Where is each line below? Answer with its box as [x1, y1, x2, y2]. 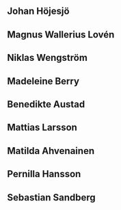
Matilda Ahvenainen [7, 145, 94, 157]
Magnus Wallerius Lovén [7, 29, 115, 40]
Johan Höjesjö [7, 5, 70, 17]
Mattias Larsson [7, 122, 77, 133]
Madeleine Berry [7, 75, 80, 87]
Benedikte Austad [7, 99, 85, 110]
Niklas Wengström [7, 52, 88, 64]
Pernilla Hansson [7, 168, 81, 180]
